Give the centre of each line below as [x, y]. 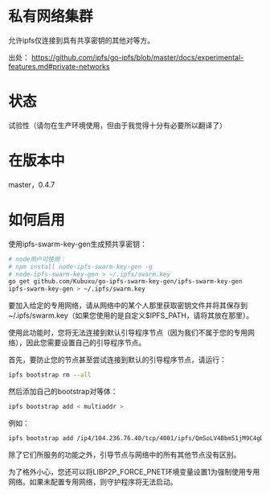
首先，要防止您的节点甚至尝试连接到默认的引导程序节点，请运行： [117, 360]
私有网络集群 [51, 16]
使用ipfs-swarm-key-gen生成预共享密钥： [78, 244]
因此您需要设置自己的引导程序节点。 [86, 343]
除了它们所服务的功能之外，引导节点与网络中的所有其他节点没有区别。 [125, 455]
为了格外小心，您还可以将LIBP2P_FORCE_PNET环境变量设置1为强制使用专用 [134, 471]
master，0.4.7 [32, 184]
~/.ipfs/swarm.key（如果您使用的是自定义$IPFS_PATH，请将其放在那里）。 [131, 315]
